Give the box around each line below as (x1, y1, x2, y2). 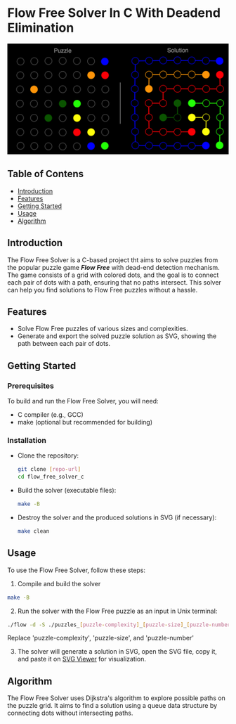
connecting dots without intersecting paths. (7, 709, 133, 718)
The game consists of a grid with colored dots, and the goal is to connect (7, 271, 219, 279)
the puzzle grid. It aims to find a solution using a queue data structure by (7, 702, 218, 710)
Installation (7, 435, 47, 445)
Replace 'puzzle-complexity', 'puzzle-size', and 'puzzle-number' (7, 634, 195, 642)
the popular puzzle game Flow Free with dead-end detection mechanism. (7, 263, 220, 271)
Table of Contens (7, 168, 84, 180)
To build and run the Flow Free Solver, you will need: (7, 397, 159, 406)
